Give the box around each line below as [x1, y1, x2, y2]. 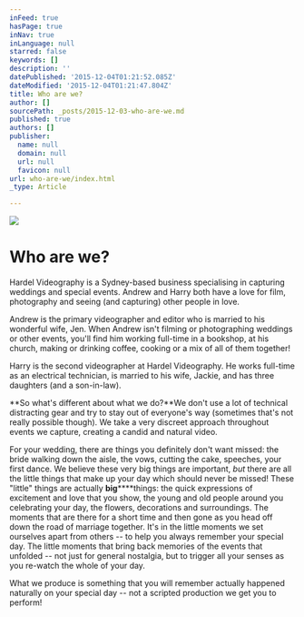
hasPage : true [9, 22, 64, 31]
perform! [9, 597, 43, 608]
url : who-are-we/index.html [9, 174, 116, 183]
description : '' [9, 65, 71, 74]
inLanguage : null [9, 38, 75, 48]
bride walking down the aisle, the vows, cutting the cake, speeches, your [9, 454, 282, 465]
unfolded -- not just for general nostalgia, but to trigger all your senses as [9, 551, 284, 561]
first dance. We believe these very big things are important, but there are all [9, 463, 292, 474]
